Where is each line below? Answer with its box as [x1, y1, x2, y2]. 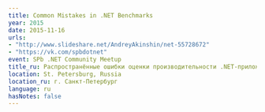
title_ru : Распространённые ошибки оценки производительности [8, 63, 217, 71]
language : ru [8, 84, 51, 93]
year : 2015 [8, 19, 44, 27]
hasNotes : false [8, 92, 62, 100]
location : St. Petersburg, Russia [8, 70, 122, 78]
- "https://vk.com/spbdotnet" [8, 48, 108, 56]
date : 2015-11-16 [8, 26, 65, 34]
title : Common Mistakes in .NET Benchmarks [8, 11, 154, 20]
